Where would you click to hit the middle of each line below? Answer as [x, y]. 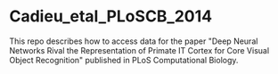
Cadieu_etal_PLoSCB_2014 [110, 16]
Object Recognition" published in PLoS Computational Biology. [124, 60]
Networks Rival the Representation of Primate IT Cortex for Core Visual [139, 50]
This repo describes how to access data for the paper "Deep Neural [134, 41]
